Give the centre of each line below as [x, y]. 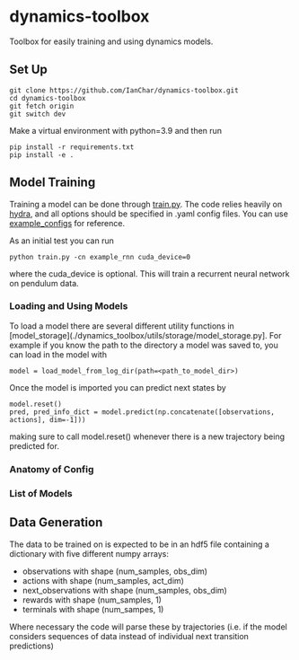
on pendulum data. [44, 283]
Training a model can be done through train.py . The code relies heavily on [146, 204]
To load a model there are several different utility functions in [122, 326]
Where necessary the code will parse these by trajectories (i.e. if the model [148, 627]
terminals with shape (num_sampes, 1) [93, 609]
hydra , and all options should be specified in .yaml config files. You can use [149, 214]
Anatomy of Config [52, 469]
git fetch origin [42, 106]
